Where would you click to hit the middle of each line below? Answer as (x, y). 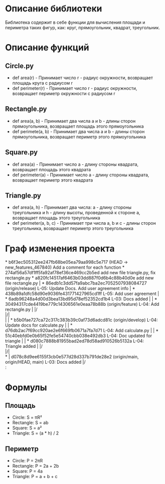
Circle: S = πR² (27, 417)
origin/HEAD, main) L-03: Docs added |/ (46, 362)
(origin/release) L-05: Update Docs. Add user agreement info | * (70, 289)
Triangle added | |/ (24, 346)
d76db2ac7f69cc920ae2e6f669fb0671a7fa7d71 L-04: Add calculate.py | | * (82, 331)
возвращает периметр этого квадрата (52, 180)
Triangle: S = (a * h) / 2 (35, 433)
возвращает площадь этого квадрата (51, 169)
